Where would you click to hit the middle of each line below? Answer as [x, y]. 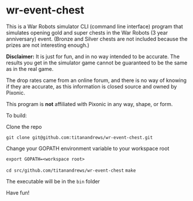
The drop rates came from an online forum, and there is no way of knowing [96, 80]
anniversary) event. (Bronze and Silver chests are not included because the [97, 39]
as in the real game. [30, 69]
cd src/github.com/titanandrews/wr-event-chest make [71, 171]
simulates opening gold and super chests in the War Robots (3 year [87, 32]
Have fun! [18, 193]
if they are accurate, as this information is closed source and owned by [92, 86]
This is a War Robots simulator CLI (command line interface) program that [94, 26]
